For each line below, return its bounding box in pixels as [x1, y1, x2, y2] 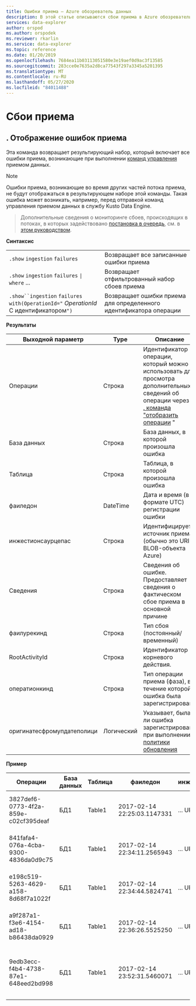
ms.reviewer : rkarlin [6, 36, 59, 42]
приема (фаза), [143, 677, 187, 685]
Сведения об [143, 561, 180, 569]
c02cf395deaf [9, 817, 50, 825]
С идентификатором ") [9, 306, 73, 314]
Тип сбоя [143, 622, 169, 630]
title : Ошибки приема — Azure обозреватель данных [6, 8, 132, 15]
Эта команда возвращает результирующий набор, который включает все [6, 149, 190, 156]
